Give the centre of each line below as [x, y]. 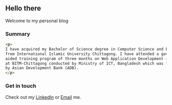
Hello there [23, 8]
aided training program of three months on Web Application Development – [87, 59]
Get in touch [21, 86]
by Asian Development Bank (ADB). [42, 68]
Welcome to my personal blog [37, 20]
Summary [18, 34]
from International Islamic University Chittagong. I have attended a [82, 54]
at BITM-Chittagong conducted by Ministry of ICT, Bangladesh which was [84, 63]
